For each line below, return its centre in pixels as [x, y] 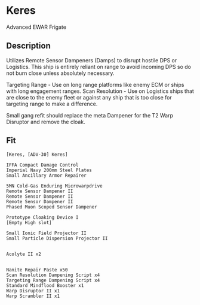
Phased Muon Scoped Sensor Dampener [52, 207]
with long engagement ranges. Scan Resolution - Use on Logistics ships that [100, 91]
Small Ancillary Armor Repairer [46, 175]
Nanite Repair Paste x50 [37, 270]
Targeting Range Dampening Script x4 [53, 280]
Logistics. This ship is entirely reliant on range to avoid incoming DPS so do [99, 67]
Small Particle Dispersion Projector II [57, 238]
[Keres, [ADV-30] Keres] [37, 154]
